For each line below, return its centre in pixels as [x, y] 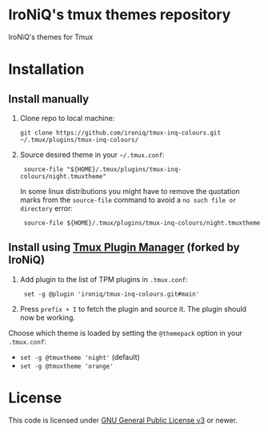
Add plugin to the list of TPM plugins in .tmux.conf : [104, 279]
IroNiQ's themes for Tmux [51, 37]
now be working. [48, 317]
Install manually [49, 99]
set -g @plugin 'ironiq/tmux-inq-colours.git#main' [112, 294]
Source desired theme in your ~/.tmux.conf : [92, 155]
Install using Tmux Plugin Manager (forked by [124, 247]
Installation [46, 69]
